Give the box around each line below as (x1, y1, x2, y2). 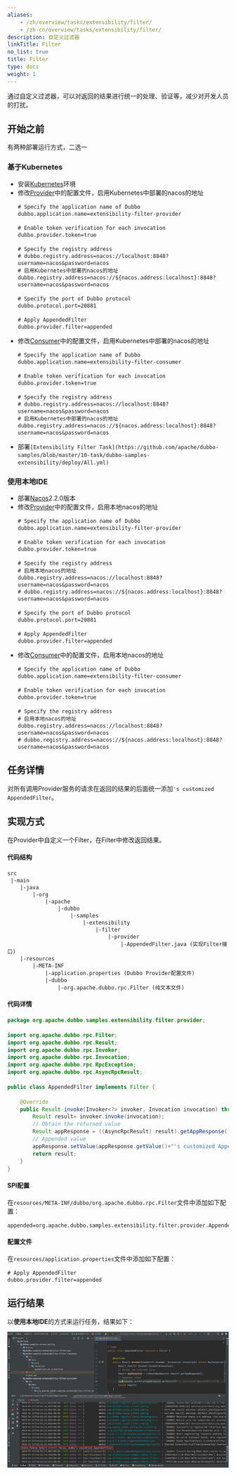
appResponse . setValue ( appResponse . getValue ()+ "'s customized (32, 1142, 216, 1149)
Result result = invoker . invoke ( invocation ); (32, 1113, 165, 1121)
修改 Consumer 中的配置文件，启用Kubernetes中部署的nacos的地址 (17, 336, 209, 344)
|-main (10, 877, 30, 884)
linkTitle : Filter (7, 41, 61, 49)
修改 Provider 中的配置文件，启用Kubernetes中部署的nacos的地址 (17, 188, 204, 197)
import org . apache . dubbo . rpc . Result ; (7, 1039, 118, 1046)
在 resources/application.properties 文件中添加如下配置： (7, 1254, 176, 1263)
